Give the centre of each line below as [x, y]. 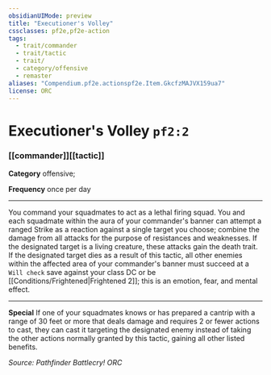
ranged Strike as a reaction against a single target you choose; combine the [134, 229]
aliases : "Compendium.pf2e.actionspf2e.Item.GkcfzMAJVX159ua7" [117, 83]
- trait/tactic [41, 53]
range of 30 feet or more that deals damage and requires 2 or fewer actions [134, 321]
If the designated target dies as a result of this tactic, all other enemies [125, 255]
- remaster [34, 76]
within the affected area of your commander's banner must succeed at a [129, 264]
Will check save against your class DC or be [82, 272]
